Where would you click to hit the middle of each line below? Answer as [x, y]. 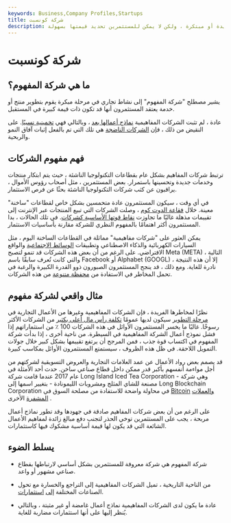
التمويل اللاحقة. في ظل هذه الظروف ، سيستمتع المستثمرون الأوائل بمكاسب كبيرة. [112, 348]
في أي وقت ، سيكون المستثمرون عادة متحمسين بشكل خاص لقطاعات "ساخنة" [108, 203]
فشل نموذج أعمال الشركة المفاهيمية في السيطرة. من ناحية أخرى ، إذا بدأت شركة [112, 334]
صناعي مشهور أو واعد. [47, 471]
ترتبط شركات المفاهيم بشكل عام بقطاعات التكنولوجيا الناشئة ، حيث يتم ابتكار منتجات [116, 175]
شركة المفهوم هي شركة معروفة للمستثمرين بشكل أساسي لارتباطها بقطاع [112, 463]
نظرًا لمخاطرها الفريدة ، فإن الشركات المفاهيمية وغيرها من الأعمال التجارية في [108, 312]
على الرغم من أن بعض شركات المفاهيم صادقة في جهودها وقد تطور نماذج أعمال [109, 411]
